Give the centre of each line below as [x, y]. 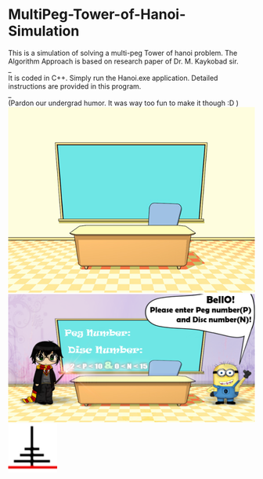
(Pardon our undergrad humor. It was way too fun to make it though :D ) [123, 103]
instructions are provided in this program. [75, 86]
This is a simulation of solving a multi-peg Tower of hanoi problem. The [123, 53]
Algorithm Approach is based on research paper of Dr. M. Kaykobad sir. [123, 61]
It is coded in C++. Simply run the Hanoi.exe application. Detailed [113, 78]
